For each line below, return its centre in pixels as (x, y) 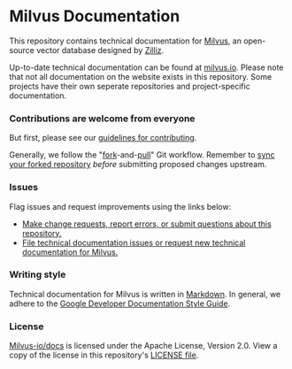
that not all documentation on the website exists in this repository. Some (141, 76)
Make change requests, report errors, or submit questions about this (146, 224)
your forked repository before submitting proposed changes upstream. (138, 165)
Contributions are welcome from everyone (102, 119)
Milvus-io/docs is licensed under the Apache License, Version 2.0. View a (143, 346)
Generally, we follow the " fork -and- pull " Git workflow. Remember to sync (142, 155)
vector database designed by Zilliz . (100, 50)
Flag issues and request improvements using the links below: (120, 206)
